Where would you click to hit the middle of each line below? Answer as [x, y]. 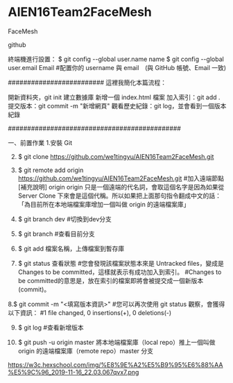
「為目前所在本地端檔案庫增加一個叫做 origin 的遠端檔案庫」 [104, 204]
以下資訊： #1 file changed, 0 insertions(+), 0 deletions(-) [90, 312]
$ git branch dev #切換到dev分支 [64, 219]
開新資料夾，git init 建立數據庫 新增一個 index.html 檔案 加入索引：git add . [114, 97]
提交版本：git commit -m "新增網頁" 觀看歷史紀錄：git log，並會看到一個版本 [117, 105]
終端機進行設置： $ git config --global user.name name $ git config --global [116, 59]
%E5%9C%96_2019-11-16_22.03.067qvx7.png [74, 372]
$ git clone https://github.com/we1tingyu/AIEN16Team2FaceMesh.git [116, 156]
